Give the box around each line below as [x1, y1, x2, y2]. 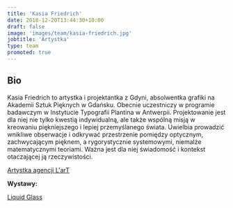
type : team [7, 42, 39, 49]
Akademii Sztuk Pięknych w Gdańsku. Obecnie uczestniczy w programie [7, 100, 215, 109]
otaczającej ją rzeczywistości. [7, 152, 93, 161]
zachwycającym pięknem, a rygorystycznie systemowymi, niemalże [7, 137, 202, 146]
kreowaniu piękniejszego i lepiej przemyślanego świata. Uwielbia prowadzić [7, 122, 225, 131]
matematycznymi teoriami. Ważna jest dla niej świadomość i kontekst [7, 145, 206, 153]
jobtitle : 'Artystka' [7, 36, 70, 43]
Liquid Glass [7, 193, 43, 201]
